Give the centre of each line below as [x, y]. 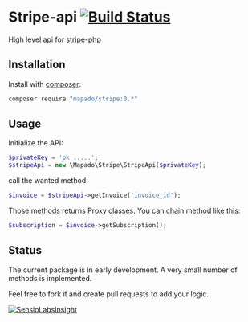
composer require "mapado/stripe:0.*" [73, 99]
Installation [37, 65]
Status [25, 250]
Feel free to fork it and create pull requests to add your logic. [109, 294]
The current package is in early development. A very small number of [123, 270]
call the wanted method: [48, 181]
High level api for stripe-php [55, 39]
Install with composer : [45, 84]
